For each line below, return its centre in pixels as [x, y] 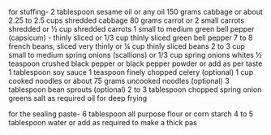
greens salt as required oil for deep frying [78, 98]
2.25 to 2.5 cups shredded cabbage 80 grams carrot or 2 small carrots [127, 20]
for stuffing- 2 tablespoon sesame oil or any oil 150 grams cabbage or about [136, 12]
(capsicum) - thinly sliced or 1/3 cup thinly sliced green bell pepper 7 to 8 [131, 37]
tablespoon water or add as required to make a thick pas [103, 122]
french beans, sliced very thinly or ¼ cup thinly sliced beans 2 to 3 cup [127, 46]
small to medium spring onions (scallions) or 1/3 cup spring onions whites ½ [135, 55]
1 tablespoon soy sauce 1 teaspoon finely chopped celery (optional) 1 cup [131, 72]
